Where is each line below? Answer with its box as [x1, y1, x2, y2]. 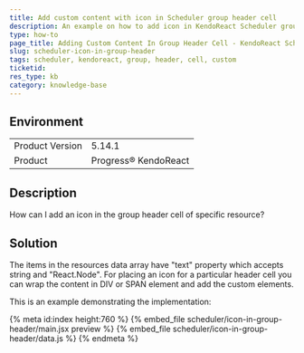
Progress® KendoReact [90, 155, 190, 167]
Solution [9, 235, 58, 251]
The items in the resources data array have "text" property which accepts [9, 260, 284, 271]
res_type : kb [9, 72, 59, 81]
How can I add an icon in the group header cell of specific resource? [9, 209, 265, 220]
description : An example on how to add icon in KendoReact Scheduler [9, 22, 278, 31]
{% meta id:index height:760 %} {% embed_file [9, 314, 185, 325]
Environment [9, 114, 84, 129]
